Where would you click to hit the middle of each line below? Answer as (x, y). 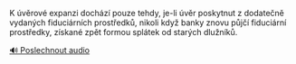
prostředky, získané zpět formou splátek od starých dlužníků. (124, 32)
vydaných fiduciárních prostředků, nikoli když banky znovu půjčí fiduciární (148, 23)
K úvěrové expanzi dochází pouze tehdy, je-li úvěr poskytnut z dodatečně (147, 13)
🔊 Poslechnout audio (50, 50)
